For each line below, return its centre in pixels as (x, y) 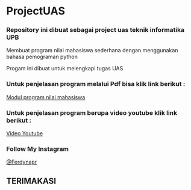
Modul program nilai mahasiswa (46, 97)
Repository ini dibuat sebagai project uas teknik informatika (95, 30)
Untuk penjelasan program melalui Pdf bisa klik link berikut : (96, 84)
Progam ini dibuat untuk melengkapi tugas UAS (65, 69)
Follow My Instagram (38, 149)
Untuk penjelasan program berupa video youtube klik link (92, 112)
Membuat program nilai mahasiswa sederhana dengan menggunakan (92, 51)
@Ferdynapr (22, 162)
